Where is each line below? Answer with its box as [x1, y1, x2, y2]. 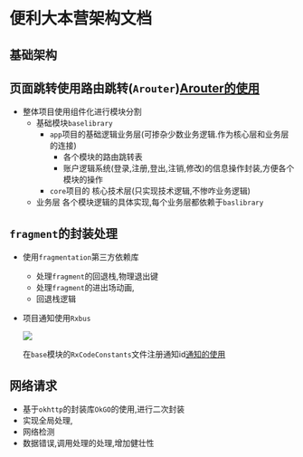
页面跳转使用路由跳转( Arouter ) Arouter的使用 [9, 81, 260, 96]
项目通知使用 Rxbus [22, 313, 91, 324]
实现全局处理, [22, 415, 73, 426]
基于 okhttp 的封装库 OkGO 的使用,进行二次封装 [22, 404, 185, 414]
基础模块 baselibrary [35, 118, 113, 129]
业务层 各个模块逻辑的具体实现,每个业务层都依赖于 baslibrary [35, 196, 264, 208]
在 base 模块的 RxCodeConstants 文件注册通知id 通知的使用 [22, 349, 226, 360]
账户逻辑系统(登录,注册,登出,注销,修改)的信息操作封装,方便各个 [62, 163, 295, 174]
